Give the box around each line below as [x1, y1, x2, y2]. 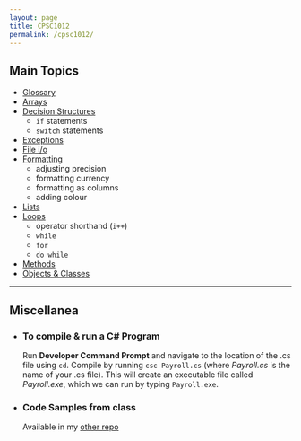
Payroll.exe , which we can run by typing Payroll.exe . [21, 378, 219, 389]
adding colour [35, 192, 88, 203]
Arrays [21, 96, 47, 108]
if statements [35, 116, 88, 127]
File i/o [21, 145, 47, 155]
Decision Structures [21, 106, 96, 117]
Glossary [21, 87, 56, 98]
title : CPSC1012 [9, 22, 70, 31]
